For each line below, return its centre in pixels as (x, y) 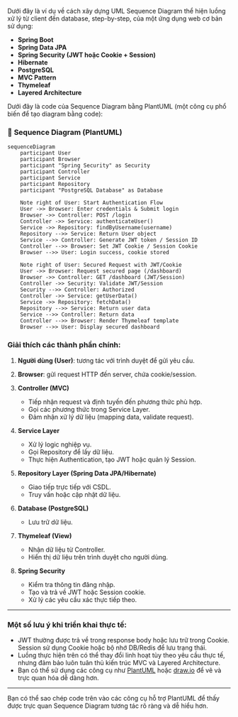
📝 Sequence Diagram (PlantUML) (65, 132)
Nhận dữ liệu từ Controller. (67, 549)
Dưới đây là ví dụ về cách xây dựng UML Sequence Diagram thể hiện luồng (117, 11)
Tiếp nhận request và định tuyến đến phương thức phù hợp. (115, 402)
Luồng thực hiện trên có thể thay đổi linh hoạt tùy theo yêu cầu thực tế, (121, 655)
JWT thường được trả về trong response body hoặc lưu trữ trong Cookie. (124, 640)
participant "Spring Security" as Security (85, 166)
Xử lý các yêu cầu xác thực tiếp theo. (83, 599)
